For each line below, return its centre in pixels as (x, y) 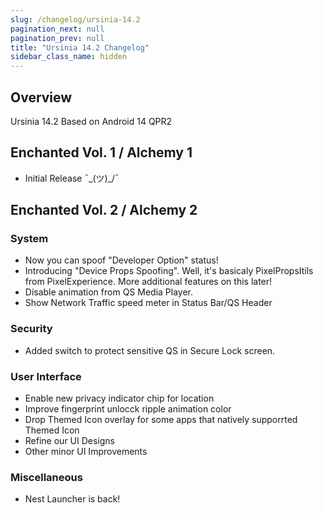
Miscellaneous (46, 477)
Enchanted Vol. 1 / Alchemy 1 (101, 152)
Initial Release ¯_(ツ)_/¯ (72, 178)
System (29, 239)
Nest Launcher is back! (72, 499)
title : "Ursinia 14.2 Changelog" (80, 47)
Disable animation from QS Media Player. (109, 292)
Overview (41, 97)
